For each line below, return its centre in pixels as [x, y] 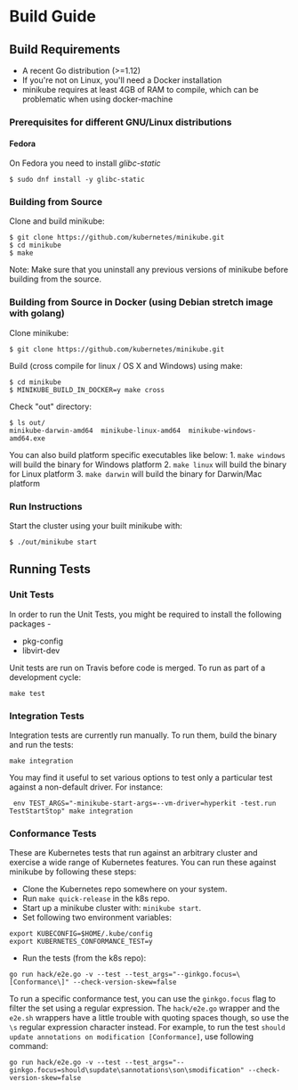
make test [28, 693]
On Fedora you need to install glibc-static [85, 163]
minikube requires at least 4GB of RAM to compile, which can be [141, 90]
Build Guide [52, 16]
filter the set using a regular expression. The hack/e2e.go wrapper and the [145, 1008]
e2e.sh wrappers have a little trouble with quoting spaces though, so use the [149, 1018]
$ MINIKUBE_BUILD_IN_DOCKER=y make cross [87, 389]
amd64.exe [28, 438]
